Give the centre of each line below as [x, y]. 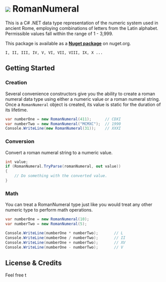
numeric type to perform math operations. [49, 210]
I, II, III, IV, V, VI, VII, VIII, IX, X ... [54, 53]
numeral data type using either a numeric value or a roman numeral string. [83, 99]
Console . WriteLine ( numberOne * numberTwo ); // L [64, 233]
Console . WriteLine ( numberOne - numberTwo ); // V [64, 247]
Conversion [20, 141]
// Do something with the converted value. [61, 176]
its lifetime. [17, 110]
